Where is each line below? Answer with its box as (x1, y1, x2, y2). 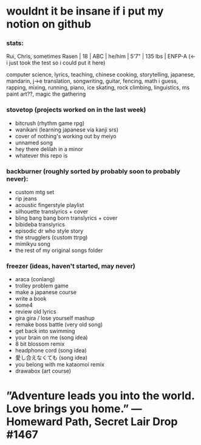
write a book (15, 295, 47, 303)
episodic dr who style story (15, 227, 84, 235)
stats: (6, 39, 24, 47)
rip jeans (15, 195, 38, 202)
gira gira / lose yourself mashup (15, 315, 95, 322)
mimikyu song (15, 240, 50, 248)
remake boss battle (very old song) (15, 321, 103, 328)
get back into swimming (15, 328, 75, 335)
